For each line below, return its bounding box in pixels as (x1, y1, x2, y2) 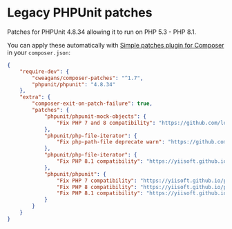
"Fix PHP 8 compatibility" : (56, 183, 137, 190)
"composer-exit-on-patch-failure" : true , (32, 100, 153, 108)
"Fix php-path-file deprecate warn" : (56, 139, 166, 146)
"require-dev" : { (19, 68, 70, 75)
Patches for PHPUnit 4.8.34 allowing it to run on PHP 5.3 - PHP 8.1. (7, 28, 197, 36)
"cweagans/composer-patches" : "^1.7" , (32, 74, 144, 81)
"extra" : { (19, 94, 51, 101)
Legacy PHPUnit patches (7, 5, 153, 21)
